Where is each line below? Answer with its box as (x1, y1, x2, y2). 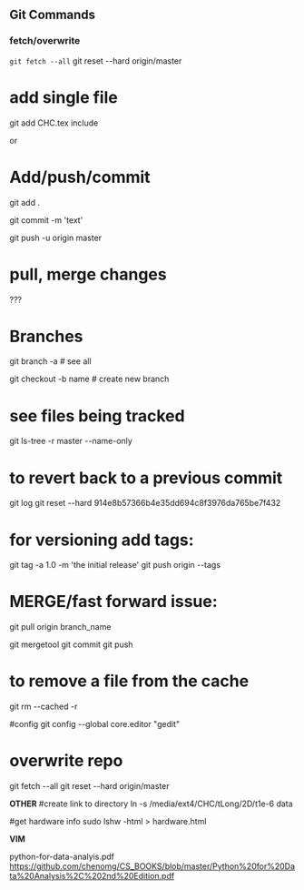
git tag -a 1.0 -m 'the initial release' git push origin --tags (9, 560, 221, 571)
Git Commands (9, 7, 96, 23)
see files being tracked (9, 405, 185, 426)
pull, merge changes (9, 264, 167, 285)
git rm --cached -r (9, 701, 78, 713)
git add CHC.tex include (9, 117, 99, 128)
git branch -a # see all (9, 356, 93, 367)
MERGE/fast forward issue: (9, 592, 218, 612)
